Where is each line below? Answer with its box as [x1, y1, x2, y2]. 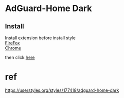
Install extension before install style [5, 35, 76, 41]
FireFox [5, 40, 20, 46]
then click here [5, 55, 35, 60]
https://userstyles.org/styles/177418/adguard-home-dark [5, 87, 119, 93]
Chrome [5, 45, 21, 51]
